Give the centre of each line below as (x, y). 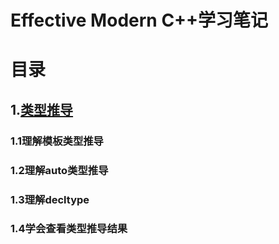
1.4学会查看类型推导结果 (69, 229)
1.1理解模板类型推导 (57, 141)
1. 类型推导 (42, 109)
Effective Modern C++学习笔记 (139, 20)
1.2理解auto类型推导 (59, 170)
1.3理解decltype (50, 199)
